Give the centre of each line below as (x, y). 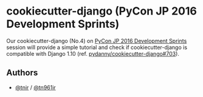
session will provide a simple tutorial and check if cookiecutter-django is (97, 47)
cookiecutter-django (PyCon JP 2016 (102, 11)
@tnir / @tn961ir (35, 87)
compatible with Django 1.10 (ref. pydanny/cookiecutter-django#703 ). (93, 53)
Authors (22, 73)
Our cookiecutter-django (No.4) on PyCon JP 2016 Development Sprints (97, 41)
